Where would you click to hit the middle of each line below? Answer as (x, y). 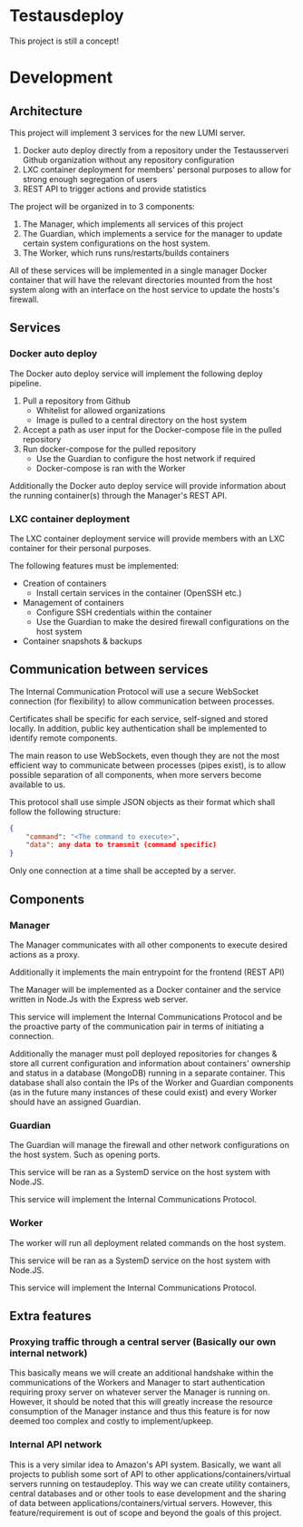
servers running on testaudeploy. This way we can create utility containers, (150, 1483)
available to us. (38, 784)
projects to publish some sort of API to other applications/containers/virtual (150, 1474)
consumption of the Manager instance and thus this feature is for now (140, 1412)
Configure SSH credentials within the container (124, 612)
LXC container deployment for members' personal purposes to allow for (157, 170)
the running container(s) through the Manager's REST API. (118, 495)
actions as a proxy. (44, 954)
